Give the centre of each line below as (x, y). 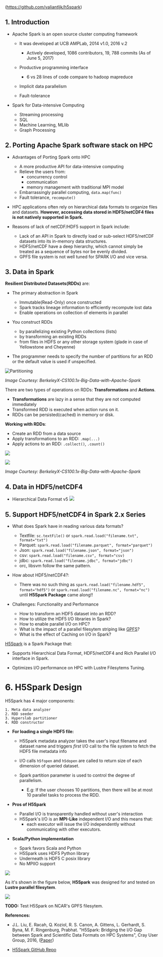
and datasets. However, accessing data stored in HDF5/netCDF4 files (83, 212)
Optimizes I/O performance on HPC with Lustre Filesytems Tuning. (79, 668)
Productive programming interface (54, 67)
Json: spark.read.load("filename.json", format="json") (77, 550)
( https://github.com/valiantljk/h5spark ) (44, 7)
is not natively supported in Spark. (48, 217)
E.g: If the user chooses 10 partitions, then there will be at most (90, 790)
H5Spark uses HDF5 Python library (54, 853)
